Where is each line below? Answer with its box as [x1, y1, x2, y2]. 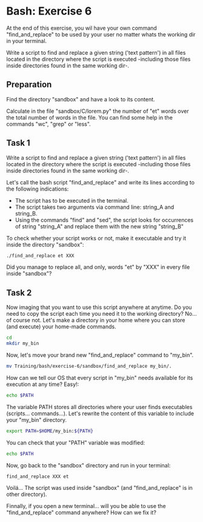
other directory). [6, 490, 47, 498]
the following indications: [6, 185, 69, 192]
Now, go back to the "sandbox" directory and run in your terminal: [6, 461, 171, 469]
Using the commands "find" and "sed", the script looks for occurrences [15, 216, 194, 223]
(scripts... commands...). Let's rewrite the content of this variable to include [6, 410, 195, 417]
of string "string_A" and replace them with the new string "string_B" [15, 223, 184, 230]
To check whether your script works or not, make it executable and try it [6, 234, 187, 242]
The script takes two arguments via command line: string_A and [15, 203, 175, 211]
